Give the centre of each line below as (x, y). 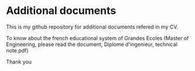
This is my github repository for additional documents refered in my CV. (92, 27)
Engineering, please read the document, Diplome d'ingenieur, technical (92, 44)
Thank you (19, 62)
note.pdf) (17, 50)
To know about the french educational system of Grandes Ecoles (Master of (97, 38)
